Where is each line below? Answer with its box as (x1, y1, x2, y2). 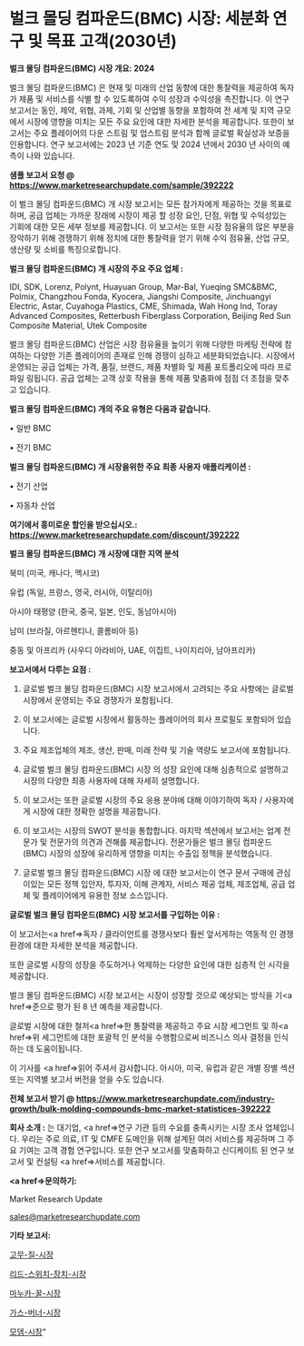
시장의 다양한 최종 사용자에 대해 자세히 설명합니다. (22, 775, 200, 786)
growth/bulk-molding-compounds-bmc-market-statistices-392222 (9, 1103, 271, 1113)
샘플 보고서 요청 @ (9, 169, 75, 180)
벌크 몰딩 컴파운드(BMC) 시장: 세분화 (9, 8, 270, 29)
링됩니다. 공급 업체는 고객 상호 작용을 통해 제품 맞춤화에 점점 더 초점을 (25, 372, 273, 383)
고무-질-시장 (9, 1249, 54, 1260)
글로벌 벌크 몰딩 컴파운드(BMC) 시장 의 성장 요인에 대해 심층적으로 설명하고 (22, 764, 289, 775)
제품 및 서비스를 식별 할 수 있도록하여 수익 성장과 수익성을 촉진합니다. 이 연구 (18, 93, 290, 104)
